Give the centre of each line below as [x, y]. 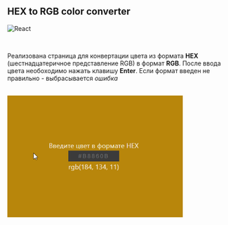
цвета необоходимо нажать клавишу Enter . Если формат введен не [109, 70]
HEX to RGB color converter [69, 12]
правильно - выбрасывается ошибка [62, 78]
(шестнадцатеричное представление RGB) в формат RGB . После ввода [114, 63]
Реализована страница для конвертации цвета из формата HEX [103, 56]
